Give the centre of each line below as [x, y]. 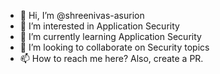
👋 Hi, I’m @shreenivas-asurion [82, 15]
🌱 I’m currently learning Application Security [110, 36]
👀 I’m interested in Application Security [99, 26]
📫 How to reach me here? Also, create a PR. [111, 58]
